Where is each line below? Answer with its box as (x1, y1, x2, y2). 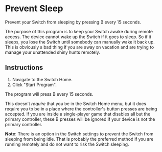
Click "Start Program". (12, 82, 57, 87)
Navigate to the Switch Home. (12, 76, 72, 82)
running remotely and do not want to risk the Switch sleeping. (5, 141, 129, 147)
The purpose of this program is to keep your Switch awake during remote (5, 28, 153, 34)
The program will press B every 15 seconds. (5, 91, 93, 97)
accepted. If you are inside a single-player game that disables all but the (5, 111, 151, 117)
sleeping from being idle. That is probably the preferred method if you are (5, 136, 154, 142)
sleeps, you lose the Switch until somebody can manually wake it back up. (5, 39, 155, 44)
